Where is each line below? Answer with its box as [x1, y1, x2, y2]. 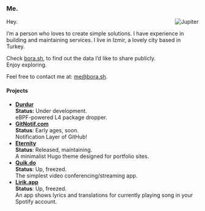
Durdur [15, 101, 34, 108]
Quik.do [15, 159, 37, 166]
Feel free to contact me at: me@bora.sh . [6, 73, 108, 80]
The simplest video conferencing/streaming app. [15, 172, 138, 179]
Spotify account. [15, 198, 57, 205]
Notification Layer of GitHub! [15, 133, 87, 140]
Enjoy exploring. [6, 61, 47, 68]
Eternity [15, 139, 37, 147]
